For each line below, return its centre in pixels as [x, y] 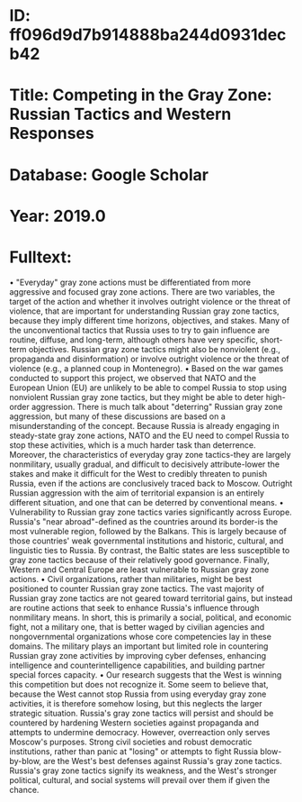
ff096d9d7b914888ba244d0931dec [148, 35]
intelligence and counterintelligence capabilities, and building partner [137, 665]
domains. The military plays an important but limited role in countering [139, 646]
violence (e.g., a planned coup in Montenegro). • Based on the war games [147, 368]
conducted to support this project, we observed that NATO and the [133, 378]
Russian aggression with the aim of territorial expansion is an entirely [137, 493]
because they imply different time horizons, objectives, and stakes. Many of [150, 320]
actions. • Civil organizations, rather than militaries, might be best [130, 579]
